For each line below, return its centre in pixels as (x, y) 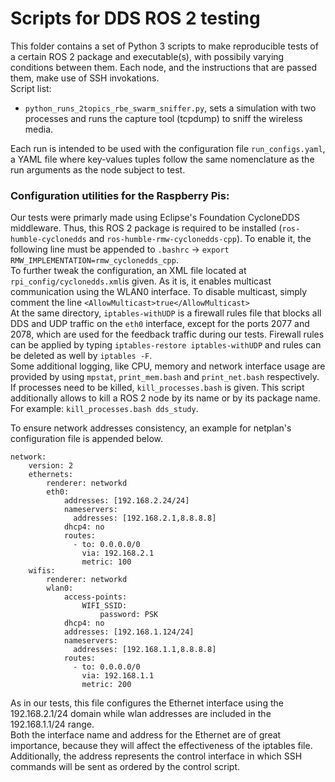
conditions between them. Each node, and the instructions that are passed (164, 67)
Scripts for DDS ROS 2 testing (135, 18)
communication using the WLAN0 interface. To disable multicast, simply (159, 292)
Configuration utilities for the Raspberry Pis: (120, 195)
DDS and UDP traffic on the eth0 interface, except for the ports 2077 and (160, 324)
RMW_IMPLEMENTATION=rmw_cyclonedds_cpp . (94, 260)
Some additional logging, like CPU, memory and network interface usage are (168, 366)
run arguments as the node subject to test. (98, 169)
